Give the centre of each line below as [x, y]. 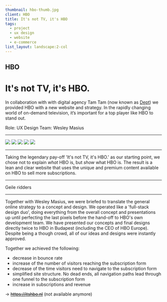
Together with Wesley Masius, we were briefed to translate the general [78, 201]
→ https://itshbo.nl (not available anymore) [49, 294]
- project [20, 28]
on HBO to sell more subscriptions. [41, 173]
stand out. [15, 118]
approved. [16, 238]
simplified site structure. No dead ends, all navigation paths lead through [87, 274]
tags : [11, 24]
